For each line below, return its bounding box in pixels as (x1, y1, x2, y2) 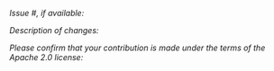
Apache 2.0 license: (9, 52, 84, 62)
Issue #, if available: (9, 8, 85, 18)
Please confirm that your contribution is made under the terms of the (9, 42, 266, 53)
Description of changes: (9, 25, 99, 35)
